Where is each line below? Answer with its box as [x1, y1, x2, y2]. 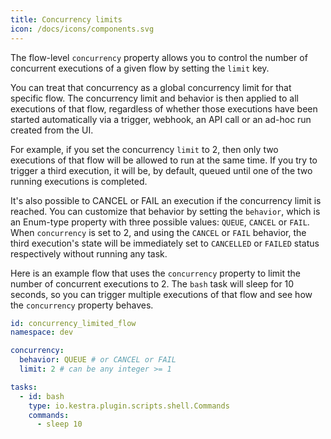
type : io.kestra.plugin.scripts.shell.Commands [28, 401, 230, 411]
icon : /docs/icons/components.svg [10, 24, 155, 34]
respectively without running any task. [10, 247, 168, 260]
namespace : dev [10, 327, 74, 338]
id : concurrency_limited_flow [10, 318, 137, 328]
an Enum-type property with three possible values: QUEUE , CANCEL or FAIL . [10, 216, 310, 228]
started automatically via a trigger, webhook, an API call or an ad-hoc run [10, 113, 312, 125]
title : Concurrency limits [10, 14, 123, 25]
